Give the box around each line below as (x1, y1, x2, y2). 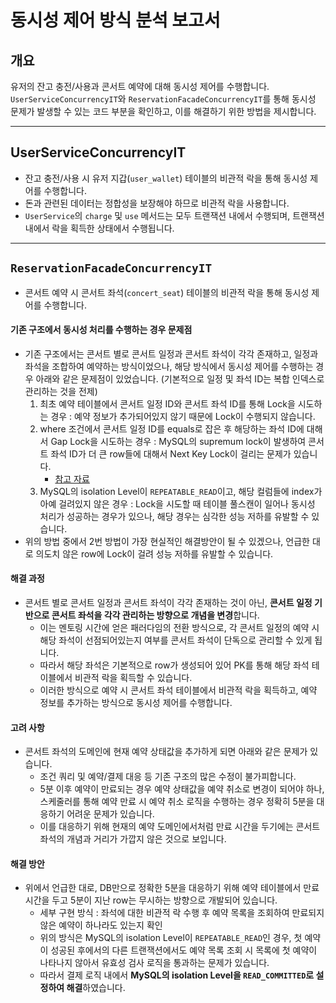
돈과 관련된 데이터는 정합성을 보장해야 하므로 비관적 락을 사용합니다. (24, 197, 290, 209)
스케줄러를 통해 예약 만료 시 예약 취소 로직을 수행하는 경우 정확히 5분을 (39, 796, 315, 808)
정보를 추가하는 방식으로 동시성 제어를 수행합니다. (39, 697, 233, 709)
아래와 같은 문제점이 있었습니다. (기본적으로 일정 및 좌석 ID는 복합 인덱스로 (35, 372, 325, 385)
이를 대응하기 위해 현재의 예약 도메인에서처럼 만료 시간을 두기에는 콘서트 (39, 821, 321, 833)
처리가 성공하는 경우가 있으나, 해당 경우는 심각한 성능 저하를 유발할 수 (39, 510, 310, 522)
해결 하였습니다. (66, 982, 126, 994)
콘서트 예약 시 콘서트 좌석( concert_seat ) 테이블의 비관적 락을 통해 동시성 (24, 286, 310, 298)
